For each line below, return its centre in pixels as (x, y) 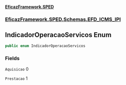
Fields (12, 58)
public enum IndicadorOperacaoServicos (45, 46)
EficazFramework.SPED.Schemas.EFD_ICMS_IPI (63, 19)
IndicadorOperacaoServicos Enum (58, 35)
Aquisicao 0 (17, 69)
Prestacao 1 (16, 78)
